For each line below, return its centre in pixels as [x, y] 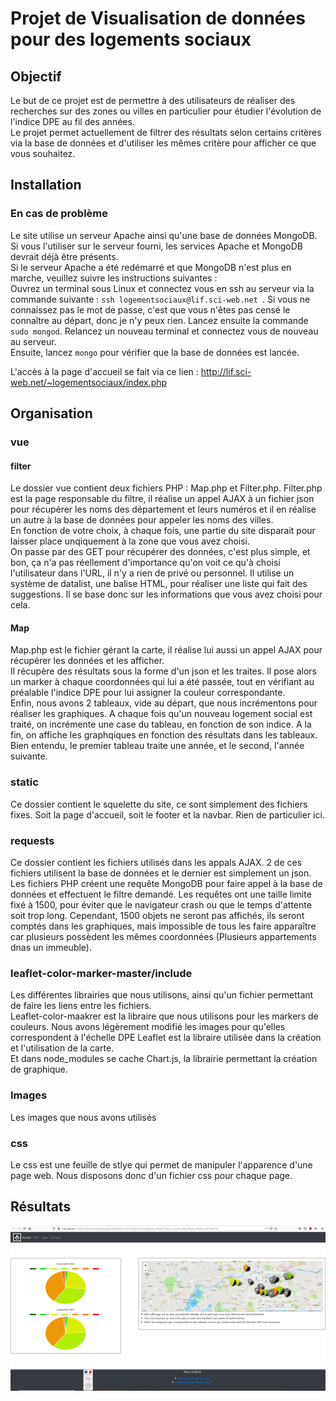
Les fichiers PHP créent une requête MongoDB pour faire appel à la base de [166, 883]
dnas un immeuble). [51, 947]
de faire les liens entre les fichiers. [81, 1006]
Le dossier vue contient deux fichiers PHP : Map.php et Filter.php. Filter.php [166, 488]
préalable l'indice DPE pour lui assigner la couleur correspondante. [148, 693]
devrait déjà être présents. [64, 256]
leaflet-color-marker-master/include [101, 973]
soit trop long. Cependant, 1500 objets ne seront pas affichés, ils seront [157, 915]
